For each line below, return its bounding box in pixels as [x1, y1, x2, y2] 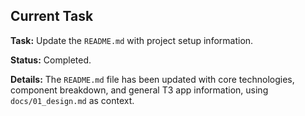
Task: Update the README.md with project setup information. [10, 34, 254, 46]
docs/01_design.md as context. [10, 94, 135, 106]
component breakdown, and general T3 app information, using [10, 84, 269, 96]
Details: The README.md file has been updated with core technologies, [10, 73, 295, 85]
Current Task [10, 8, 94, 25]
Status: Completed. [10, 54, 92, 66]
